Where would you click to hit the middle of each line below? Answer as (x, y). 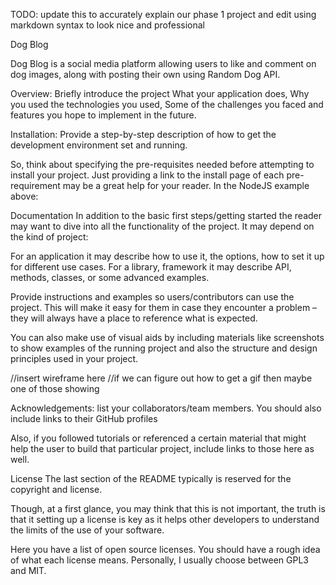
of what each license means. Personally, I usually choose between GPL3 (159, 560)
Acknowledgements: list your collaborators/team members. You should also (166, 408)
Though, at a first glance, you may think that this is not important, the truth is (168, 508)
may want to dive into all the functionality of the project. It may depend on (162, 226)
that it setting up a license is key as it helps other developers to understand (165, 519)
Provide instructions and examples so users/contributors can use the (152, 297)
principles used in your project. (74, 358)
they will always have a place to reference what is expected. (134, 318)
